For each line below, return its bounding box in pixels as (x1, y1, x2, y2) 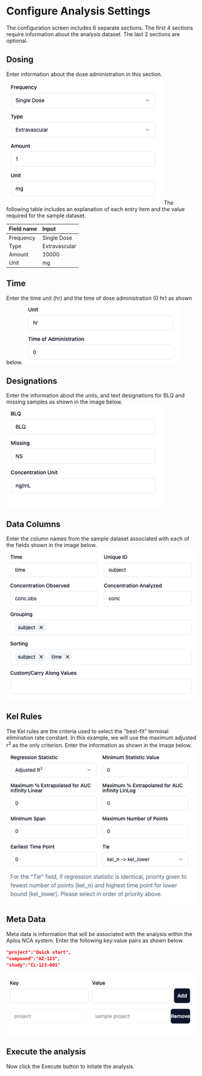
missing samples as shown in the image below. (6, 398, 122, 405)
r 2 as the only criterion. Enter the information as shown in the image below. (6, 740, 192, 748)
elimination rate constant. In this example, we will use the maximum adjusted (6, 734, 197, 741)
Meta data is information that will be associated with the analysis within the (6, 930, 193, 937)
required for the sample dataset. (6, 212, 86, 219)
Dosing (6, 54, 34, 65)
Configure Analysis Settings (6, 4, 151, 18)
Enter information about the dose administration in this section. (6, 71, 163, 78)
